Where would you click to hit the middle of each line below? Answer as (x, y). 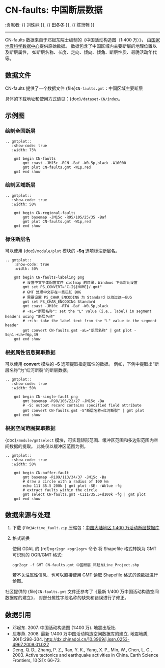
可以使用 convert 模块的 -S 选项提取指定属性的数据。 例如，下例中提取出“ (80, 364)
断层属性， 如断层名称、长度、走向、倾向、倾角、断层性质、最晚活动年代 (83, 52)
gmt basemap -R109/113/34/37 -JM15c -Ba (65, 477)
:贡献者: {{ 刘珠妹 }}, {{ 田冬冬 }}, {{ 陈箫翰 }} (50, 25)
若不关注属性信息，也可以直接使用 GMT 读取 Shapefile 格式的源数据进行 (85, 575)
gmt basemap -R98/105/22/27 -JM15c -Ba (64, 401)
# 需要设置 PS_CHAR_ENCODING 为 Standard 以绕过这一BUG (77, 297)
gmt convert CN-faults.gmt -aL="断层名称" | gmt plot (77, 331)
